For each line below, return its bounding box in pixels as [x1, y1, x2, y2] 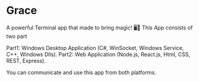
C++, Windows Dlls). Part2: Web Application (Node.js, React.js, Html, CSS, [6, 51, 191, 58]
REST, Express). [6, 57, 46, 64]
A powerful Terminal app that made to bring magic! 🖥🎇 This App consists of [6, 24, 193, 31]
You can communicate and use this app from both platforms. [6, 69, 156, 76]
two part [6, 33, 27, 40]
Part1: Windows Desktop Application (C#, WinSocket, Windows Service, [6, 44, 185, 51]
